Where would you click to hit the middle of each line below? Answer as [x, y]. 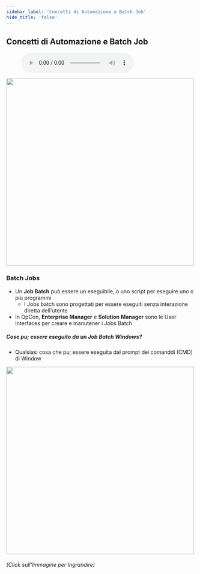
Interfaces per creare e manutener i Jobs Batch [73, 323]
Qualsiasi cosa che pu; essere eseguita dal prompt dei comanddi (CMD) [104, 352]
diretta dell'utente [46, 310]
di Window [28, 358]
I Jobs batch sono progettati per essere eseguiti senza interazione [106, 304]
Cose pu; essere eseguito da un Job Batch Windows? [74, 337]
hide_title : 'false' [32, 17]
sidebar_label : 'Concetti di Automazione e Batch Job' [76, 12]
